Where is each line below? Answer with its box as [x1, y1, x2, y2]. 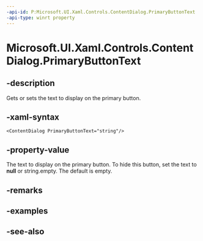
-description [6, 78, 55, 88]
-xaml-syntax [6, 112, 60, 122]
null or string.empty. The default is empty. [6, 167, 113, 174]
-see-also [6, 226, 45, 237]
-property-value [6, 145, 70, 155]
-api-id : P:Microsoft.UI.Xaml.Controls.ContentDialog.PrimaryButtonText [6, 9, 196, 15]
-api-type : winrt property [6, 15, 75, 21]
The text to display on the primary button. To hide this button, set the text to [6, 161, 197, 168]
